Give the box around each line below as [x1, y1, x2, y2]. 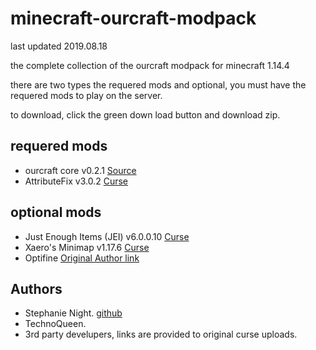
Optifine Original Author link [24, 252, 140, 264]
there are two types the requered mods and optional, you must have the [10, 78, 307, 91]
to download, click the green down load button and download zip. [10, 108, 281, 121]
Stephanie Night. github [24, 307, 123, 319]
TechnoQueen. [24, 318, 87, 330]
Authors [10, 280, 63, 297]
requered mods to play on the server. [10, 89, 163, 101]
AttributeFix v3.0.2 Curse [24, 175, 129, 187]
